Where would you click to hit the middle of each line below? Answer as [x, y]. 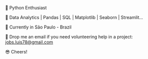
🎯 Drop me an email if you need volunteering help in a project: [69, 37]
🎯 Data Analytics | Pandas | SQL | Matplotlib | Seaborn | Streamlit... [74, 17]
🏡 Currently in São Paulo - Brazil [38, 27]
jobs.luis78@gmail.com [29, 42]
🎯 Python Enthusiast [26, 8]
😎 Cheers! [16, 52]
